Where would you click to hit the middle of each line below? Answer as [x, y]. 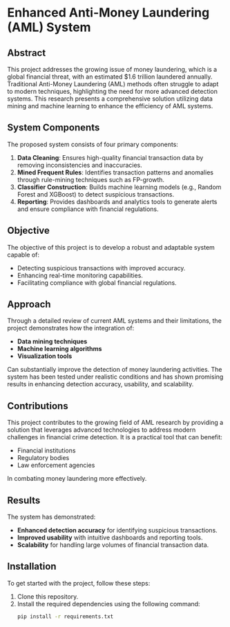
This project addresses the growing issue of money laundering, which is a [112, 69]
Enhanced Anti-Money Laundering [108, 13]
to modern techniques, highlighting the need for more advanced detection [113, 91]
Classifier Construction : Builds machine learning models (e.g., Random [119, 187]
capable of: [23, 255]
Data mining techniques [52, 341]
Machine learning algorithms [59, 349]
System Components [54, 128]
